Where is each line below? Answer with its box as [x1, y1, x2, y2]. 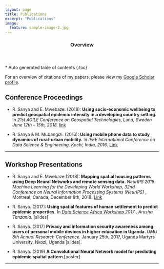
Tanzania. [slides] [12, 214, 49, 220]
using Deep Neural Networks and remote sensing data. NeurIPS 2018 [12, 179, 155, 185]
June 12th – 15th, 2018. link [12, 122, 66, 127]
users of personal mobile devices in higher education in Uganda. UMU [12, 228, 158, 234]
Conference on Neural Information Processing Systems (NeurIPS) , [12, 189, 147, 195]
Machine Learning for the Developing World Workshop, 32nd [12, 184, 135, 189]
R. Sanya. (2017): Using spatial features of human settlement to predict [12, 204, 158, 209]
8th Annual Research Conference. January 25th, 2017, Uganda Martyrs [12, 234, 155, 240]
